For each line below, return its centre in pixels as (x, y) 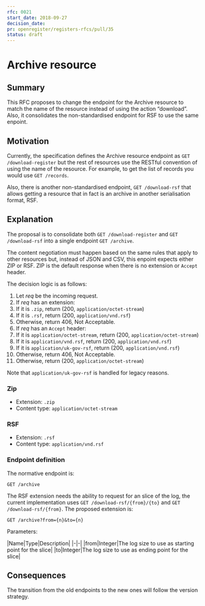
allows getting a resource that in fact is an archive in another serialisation (99, 193)
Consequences (37, 576)
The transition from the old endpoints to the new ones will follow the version (103, 590)
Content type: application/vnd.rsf (60, 444)
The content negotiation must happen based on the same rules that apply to (102, 252)
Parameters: (22, 531)
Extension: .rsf (35, 438)
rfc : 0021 (20, 12)
